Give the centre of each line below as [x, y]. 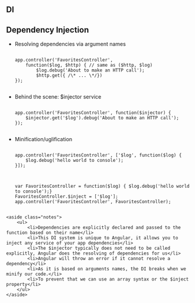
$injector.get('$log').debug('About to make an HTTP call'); [102, 118]
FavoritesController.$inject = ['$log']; [66, 197]
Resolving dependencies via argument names [70, 44]
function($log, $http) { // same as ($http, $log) [89, 65]
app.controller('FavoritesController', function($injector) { [93, 113]
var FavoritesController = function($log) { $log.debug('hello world [102, 186]
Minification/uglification [43, 139]
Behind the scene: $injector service [58, 97]
